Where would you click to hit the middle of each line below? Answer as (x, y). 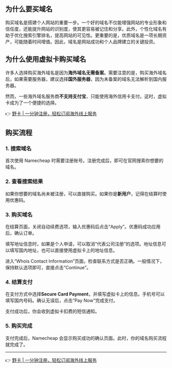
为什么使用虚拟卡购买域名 (46, 60)
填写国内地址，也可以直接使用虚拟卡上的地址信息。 (63, 250)
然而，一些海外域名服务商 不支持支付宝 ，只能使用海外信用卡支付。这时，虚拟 (86, 96)
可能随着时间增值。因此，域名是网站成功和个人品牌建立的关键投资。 (86, 41)
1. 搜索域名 (18, 148)
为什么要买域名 (29, 9)
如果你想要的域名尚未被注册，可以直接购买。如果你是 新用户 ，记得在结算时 (84, 194)
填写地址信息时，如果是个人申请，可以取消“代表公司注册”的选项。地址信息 (84, 244)
